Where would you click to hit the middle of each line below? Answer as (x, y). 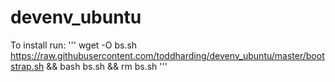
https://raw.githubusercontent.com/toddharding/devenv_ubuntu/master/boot (167, 55)
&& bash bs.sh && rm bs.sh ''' (107, 66)
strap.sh (27, 66)
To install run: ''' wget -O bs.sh (74, 45)
